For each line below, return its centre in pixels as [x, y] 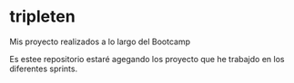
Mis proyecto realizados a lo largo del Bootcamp [100, 41]
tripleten [42, 17]
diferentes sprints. [44, 69]
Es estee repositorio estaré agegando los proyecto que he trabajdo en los [147, 59]
